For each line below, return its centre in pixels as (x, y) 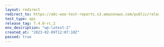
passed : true (18, 37)
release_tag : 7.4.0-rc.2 (30, 23)
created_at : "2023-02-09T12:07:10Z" (42, 32)
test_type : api (20, 19)
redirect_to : (18, 14)
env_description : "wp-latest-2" (38, 28)
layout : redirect (23, 10)
